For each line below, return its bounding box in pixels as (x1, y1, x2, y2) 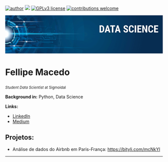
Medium (12, 118, 30, 124)
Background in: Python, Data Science (5, 94, 83, 100)
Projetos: (5, 133, 34, 141)
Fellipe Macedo (5, 66, 70, 77)
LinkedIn (12, 113, 30, 119)
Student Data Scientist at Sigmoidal (5, 85, 66, 90)
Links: (5, 103, 18, 109)
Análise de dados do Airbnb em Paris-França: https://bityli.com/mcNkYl (12, 146, 160, 152)
